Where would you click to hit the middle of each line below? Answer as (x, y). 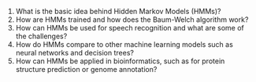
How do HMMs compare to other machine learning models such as (124, 45)
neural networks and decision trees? (74, 53)
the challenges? (41, 36)
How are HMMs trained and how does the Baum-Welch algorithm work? (132, 20)
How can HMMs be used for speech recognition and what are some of (130, 28)
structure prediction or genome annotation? (86, 69)
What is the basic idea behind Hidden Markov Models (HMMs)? (119, 11)
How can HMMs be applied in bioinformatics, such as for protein (120, 61)
